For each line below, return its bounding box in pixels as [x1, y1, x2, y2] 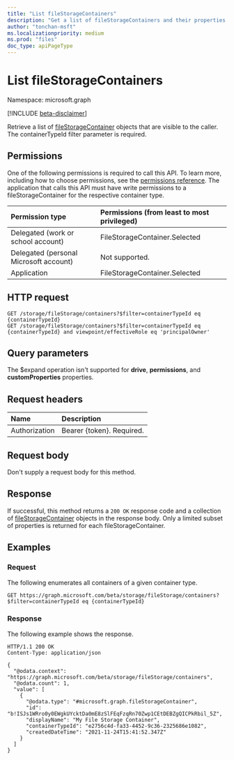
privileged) [100, 216, 138, 226]
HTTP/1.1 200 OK [7, 643, 54, 650]
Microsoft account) [10, 256, 74, 266]
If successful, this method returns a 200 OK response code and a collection [7, 506, 221, 515]
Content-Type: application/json [7, 649, 101, 656]
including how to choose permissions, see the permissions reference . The [7, 176, 220, 185]
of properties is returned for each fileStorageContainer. [7, 521, 166, 529]
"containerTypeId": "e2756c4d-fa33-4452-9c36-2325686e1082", [25, 722, 208, 729]
